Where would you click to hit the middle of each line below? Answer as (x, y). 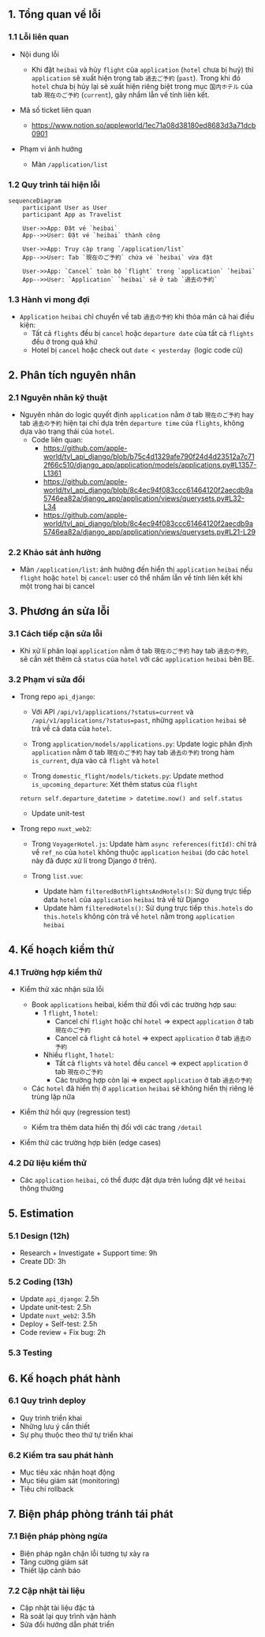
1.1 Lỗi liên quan (39, 37)
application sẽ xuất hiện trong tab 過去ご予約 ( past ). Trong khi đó (136, 78)
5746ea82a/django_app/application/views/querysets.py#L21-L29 (149, 531)
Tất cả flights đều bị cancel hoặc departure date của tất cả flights (142, 334)
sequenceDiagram (35, 201)
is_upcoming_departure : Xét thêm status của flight (115, 785)
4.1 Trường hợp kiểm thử (55, 972)
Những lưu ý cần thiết (55, 1426)
